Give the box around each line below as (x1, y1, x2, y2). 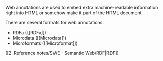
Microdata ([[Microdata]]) (12, 35, 67, 41)
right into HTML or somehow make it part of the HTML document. (5, 10, 143, 16)
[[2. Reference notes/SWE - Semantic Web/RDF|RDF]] (5, 50, 119, 56)
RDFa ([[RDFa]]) (12, 29, 47, 35)
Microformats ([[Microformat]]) (12, 40, 78, 46)
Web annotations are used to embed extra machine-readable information (5, 5, 158, 10)
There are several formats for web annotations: (5, 20, 104, 25)
